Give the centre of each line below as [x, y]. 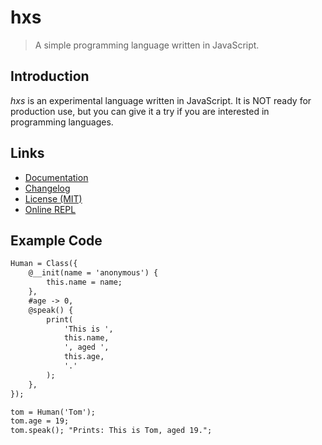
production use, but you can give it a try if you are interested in [140, 111]
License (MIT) [53, 198]
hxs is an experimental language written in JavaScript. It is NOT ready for [161, 100]
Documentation [56, 177]
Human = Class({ [44, 264]
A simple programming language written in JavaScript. [147, 45]
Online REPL [50, 209]
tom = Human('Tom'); [53, 412]
